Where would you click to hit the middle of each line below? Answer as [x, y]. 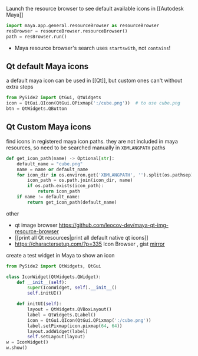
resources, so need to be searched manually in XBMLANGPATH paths [86, 148]
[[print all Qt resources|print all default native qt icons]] [81, 237]
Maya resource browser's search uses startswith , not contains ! [93, 48]
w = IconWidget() [27, 342]
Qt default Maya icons [47, 66]
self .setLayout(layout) [56, 337]
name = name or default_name [52, 169]
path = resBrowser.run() [37, 37]
